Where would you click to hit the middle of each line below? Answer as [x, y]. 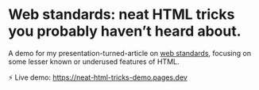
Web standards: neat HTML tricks [122, 15]
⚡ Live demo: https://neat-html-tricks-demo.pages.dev [98, 77]
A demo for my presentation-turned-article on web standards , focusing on [130, 53]
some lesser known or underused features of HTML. [94, 62]
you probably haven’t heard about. [125, 31]
